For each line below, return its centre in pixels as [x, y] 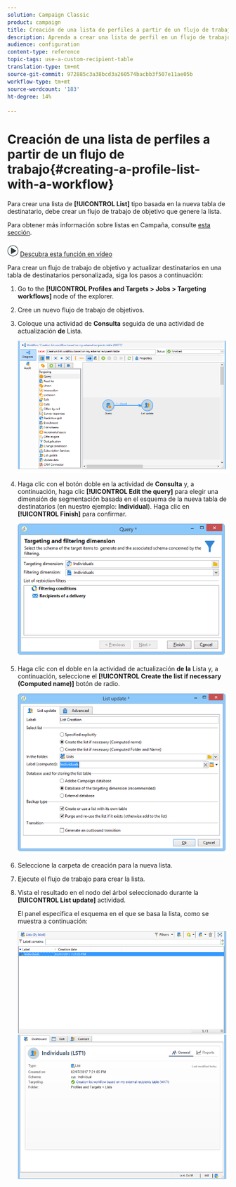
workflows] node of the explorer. [66, 296]
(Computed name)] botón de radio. [69, 684]
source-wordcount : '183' [44, 89]
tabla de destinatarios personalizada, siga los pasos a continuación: [105, 275]
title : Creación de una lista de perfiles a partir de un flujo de [108, 30]
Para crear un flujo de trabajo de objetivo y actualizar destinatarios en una [114, 268]
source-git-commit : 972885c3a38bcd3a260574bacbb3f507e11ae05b [100, 74]
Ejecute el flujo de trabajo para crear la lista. [81, 879]
